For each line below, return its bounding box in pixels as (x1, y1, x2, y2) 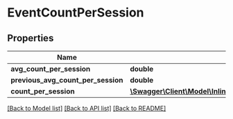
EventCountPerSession (7, 5, 144, 21)
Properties (7, 32, 54, 44)
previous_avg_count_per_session (10, 76, 123, 85)
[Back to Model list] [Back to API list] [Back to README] (7, 105, 166, 112)
